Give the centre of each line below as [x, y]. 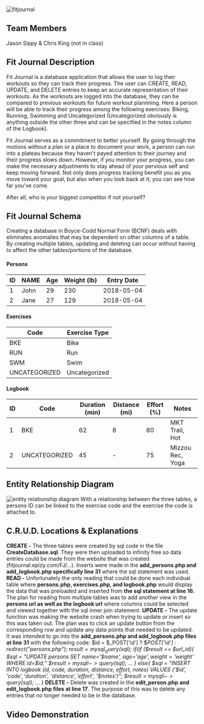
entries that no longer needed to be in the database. [71, 695]
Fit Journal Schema [44, 217]
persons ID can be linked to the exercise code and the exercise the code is [100, 505]
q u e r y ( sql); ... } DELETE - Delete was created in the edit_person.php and [98, 683]
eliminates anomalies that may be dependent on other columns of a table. [98, 237]
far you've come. [28, 185]
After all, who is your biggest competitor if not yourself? [76, 197]
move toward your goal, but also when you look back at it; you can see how [101, 179]
